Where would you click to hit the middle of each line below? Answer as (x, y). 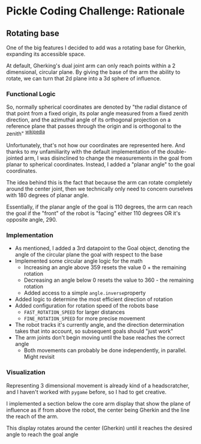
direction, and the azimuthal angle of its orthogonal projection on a (88, 120)
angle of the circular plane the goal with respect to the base (89, 255)
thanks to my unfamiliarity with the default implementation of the (86, 151)
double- (177, 151)
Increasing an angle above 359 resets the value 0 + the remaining (105, 267)
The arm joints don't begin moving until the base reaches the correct (100, 338)
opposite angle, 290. (32, 219)
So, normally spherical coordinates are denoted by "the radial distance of (97, 107)
